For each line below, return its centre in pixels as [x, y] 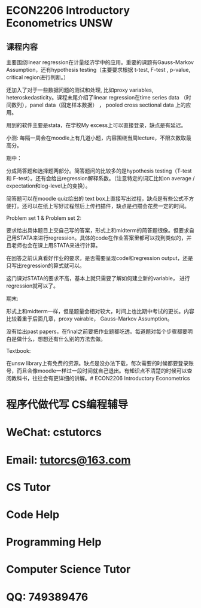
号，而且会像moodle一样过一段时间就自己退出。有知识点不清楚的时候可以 [97, 371]
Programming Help [54, 542]
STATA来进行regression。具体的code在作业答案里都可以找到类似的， [101, 238]
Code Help [33, 514]
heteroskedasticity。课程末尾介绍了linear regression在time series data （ [96, 97]
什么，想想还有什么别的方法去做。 [64, 339]
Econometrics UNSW [60, 23]
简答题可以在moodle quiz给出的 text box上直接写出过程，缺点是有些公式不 [98, 199]
